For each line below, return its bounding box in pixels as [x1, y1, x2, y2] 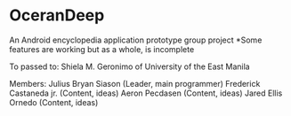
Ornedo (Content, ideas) [9, 97, 99, 107]
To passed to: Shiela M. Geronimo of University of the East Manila [9, 61, 251, 72]
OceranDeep [9, 5, 105, 26]
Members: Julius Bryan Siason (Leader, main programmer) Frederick [9, 78, 261, 89]
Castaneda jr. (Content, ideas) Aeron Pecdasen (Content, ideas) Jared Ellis [9, 88, 283, 98]
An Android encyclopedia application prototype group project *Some [9, 35, 263, 45]
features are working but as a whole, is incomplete [9, 43, 195, 54]
